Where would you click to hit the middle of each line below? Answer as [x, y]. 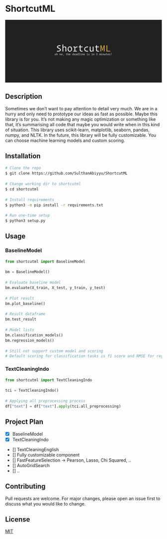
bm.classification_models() [34, 335]
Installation [23, 156]
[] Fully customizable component [46, 455]
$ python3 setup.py [25, 221]
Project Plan [24, 422]
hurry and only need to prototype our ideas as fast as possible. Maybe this [82, 114]
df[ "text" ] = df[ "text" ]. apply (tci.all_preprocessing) [63, 406]
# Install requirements [30, 200]
